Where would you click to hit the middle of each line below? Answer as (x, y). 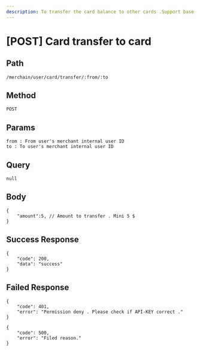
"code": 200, (33, 259)
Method (21, 95)
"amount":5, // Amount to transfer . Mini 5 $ (76, 216)
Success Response (43, 240)
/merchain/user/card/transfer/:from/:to (57, 77)
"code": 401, (33, 307)
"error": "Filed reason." (49, 338)
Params (21, 127)
